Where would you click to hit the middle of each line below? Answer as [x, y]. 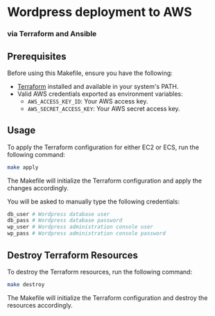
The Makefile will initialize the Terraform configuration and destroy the [108, 298]
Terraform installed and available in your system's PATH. [98, 86]
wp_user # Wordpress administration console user [80, 227]
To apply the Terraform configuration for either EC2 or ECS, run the [103, 147]
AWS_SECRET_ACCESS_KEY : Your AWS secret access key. [104, 108]
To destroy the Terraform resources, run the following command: [100, 272]
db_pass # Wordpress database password [65, 221]
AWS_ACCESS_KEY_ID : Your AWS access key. [88, 101]
